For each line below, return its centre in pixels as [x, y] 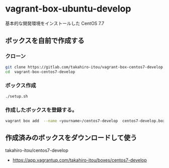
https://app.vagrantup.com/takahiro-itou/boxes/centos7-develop [80, 160]
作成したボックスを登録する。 [41, 110]
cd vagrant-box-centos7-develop [40, 72]
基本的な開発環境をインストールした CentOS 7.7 [55, 23]
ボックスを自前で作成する [45, 41]
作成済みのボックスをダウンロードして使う [71, 138]
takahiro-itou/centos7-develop [37, 150]
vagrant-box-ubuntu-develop [68, 9]
